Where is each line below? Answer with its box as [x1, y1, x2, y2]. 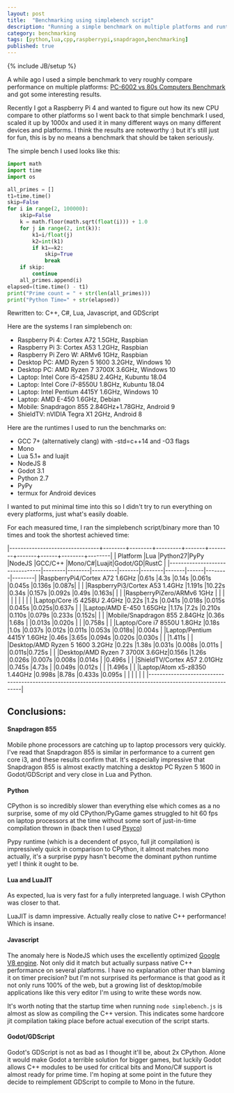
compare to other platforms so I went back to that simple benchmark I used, [7, 111, 225, 119]
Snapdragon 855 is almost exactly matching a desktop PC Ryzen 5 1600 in [7, 762, 221, 771]
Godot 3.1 [17, 467, 45, 475]
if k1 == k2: [32, 244, 64, 251]
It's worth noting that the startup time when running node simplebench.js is [7, 1002, 223, 1010]
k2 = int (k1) [32, 238, 64, 245]
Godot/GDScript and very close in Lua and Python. [7, 770, 153, 778]
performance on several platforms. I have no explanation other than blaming [7, 966, 225, 974]
